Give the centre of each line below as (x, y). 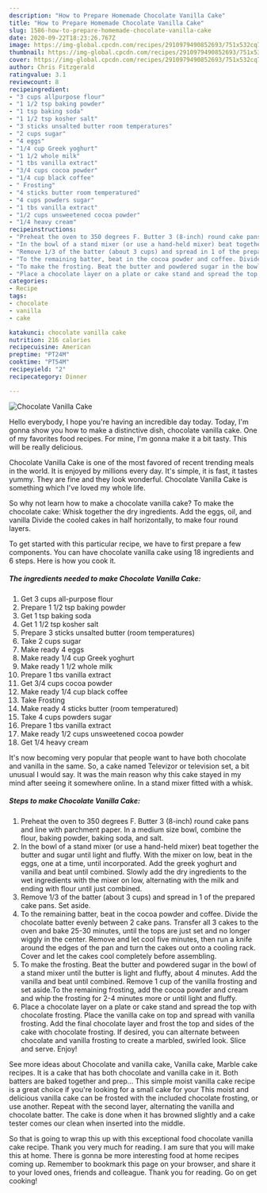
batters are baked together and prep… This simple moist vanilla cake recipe (132, 1081)
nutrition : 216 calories (50, 340)
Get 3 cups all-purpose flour (67, 598)
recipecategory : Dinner (48, 377)
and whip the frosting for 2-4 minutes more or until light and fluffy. (129, 998)
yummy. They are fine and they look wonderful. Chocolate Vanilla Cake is (128, 479)
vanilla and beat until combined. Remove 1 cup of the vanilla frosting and (139, 981)
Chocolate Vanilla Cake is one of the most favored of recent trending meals (132, 462)
